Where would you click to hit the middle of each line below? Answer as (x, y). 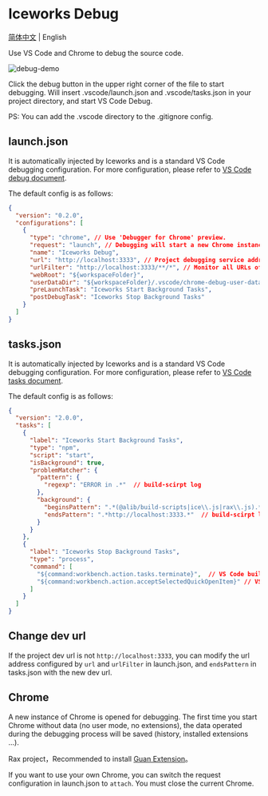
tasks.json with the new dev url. (61, 672)
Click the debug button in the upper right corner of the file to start (116, 84)
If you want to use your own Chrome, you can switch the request (114, 774)
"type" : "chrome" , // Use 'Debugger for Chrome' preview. (128, 238)
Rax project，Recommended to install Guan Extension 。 (100, 758)
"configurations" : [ (49, 223)
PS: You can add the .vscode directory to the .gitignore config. (111, 116)
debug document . (37, 177)
